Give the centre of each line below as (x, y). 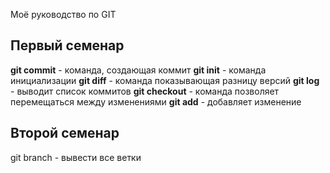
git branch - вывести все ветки (76, 157)
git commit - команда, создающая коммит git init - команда (138, 70)
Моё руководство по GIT (63, 14)
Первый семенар (67, 45)
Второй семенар (65, 133)
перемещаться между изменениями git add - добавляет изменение (156, 101)
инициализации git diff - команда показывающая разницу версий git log (165, 80)
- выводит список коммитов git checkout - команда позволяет (145, 91)
